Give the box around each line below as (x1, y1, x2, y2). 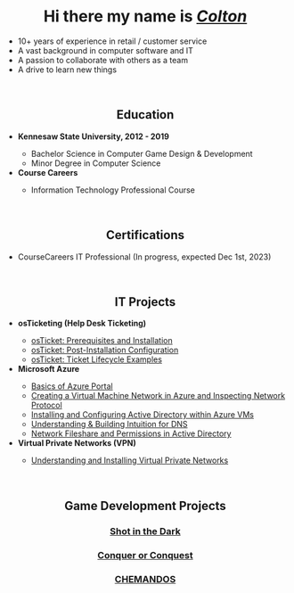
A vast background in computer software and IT (17, 45, 194, 55)
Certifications (105, 227, 185, 243)
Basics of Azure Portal (30, 381, 113, 391)
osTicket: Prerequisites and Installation (30, 335, 174, 346)
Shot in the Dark (110, 524, 181, 537)
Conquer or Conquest (97, 548, 193, 561)
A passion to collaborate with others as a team (17, 54, 189, 65)
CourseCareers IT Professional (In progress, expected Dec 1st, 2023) (17, 251, 272, 262)
